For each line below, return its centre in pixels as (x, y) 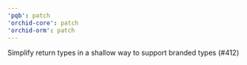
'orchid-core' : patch (43, 23)
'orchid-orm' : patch (42, 30)
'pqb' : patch (29, 15)
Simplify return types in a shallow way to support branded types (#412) (123, 53)
